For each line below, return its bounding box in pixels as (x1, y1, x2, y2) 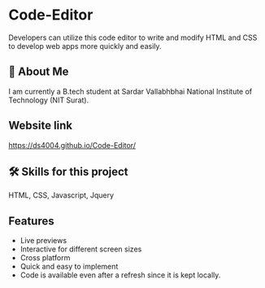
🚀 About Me (8, 65, 69, 79)
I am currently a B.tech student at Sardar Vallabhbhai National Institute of (8, 86, 253, 96)
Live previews (20, 236, 67, 246)
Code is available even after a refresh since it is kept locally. (20, 270, 221, 280)
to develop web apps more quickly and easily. (8, 41, 162, 50)
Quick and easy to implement (20, 262, 119, 272)
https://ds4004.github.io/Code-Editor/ (8, 140, 137, 150)
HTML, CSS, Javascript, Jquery (8, 190, 115, 200)
